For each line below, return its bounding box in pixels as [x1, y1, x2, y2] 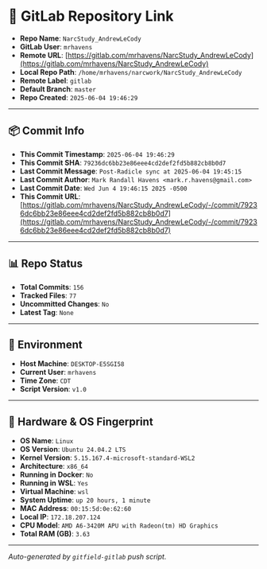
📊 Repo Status [8, 257, 83, 271]
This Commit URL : [19, 191, 81, 201]
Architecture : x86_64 [19, 462, 89, 471]
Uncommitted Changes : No [19, 298, 110, 309]
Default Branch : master [19, 84, 97, 94]
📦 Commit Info [8, 124, 85, 138]
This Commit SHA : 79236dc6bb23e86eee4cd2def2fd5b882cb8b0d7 [19, 158, 226, 167]
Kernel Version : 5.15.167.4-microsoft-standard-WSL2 [19, 453, 195, 462]
